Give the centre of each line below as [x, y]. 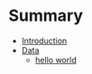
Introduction [44, 41]
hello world [56, 60]
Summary [46, 16]
